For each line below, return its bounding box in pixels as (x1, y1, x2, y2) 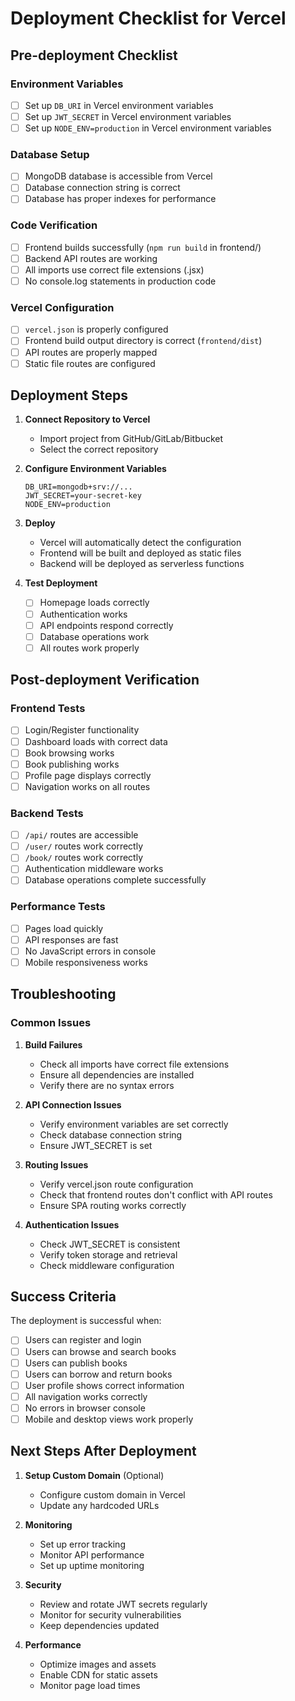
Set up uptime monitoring (39, 1559, 145, 1571)
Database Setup (10, 147, 90, 161)
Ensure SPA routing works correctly (39, 1199, 187, 1211)
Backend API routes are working (24, 252, 158, 264)
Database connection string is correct (24, 182, 181, 194)
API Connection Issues (24, 1098, 122, 1111)
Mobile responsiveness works (24, 956, 148, 968)
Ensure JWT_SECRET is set (39, 1139, 153, 1151)
